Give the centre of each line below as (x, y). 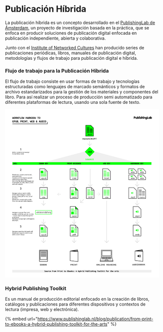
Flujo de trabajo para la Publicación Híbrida (57, 71)
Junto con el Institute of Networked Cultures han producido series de (75, 47)
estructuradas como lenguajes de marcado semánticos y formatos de (75, 87)
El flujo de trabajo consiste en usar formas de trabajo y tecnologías (72, 81)
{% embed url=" (21, 319)
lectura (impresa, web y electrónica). (42, 309)
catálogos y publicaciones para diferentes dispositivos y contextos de (75, 304)
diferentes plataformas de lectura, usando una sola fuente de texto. (73, 102)
